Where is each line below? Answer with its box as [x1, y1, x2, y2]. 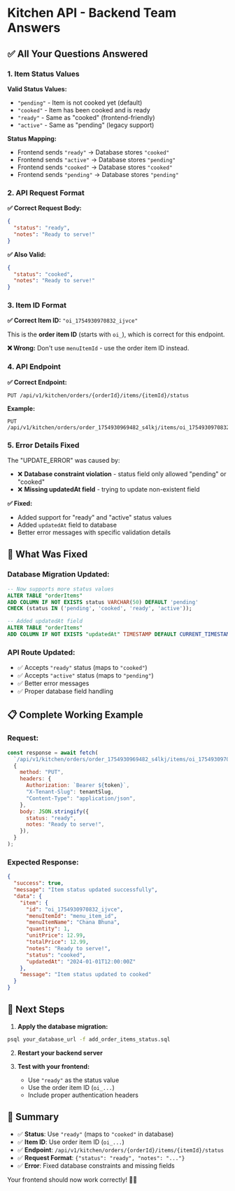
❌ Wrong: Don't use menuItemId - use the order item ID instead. [7, 344, 190, 353]
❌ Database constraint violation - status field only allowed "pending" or [17, 470, 227, 478]
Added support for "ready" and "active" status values [17, 513, 172, 522]
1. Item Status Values [7, 69, 80, 79]
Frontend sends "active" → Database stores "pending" [17, 155, 176, 164]
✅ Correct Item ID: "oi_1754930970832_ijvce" [7, 316, 138, 324]
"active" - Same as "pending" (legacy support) [17, 121, 155, 129]
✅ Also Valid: [7, 250, 46, 258]
